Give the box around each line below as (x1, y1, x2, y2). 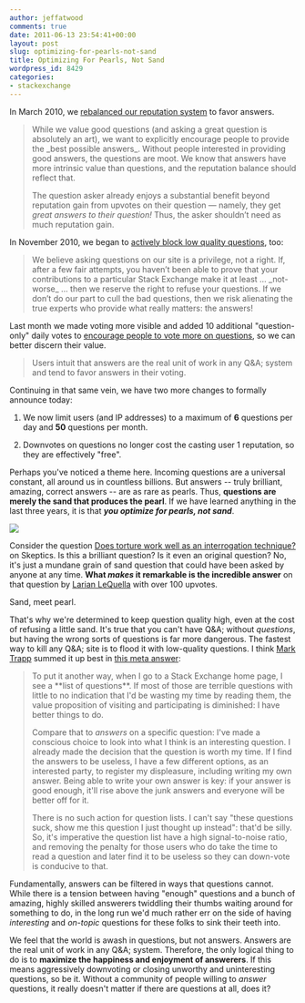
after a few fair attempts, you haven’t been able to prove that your (31, 263, 279, 274)
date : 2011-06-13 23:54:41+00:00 (9, 30, 137, 39)
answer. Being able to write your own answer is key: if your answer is (31, 775, 291, 786)
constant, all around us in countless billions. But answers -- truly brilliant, (9, 476, 283, 487)
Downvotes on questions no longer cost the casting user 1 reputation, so (22, 439, 295, 450)
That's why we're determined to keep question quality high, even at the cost (9, 614, 295, 625)
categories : (9, 73, 55, 82)
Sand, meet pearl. (9, 596, 76, 607)
